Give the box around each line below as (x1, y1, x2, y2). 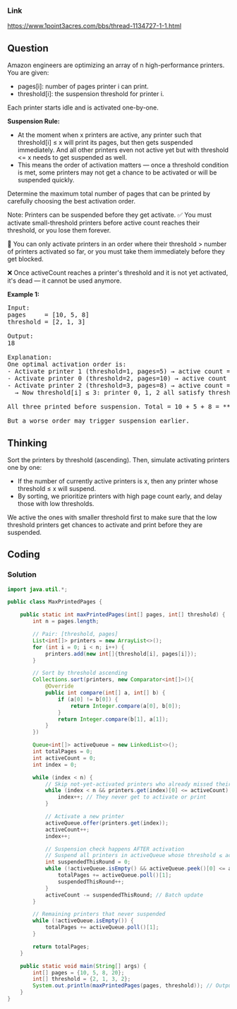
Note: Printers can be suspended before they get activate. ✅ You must (7, 211, 212, 219)
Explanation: (7, 353, 53, 362)
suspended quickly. (17, 176, 75, 184)
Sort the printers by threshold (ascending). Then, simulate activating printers (7, 455, 230, 464)
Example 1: (7, 290, 40, 299)
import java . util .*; (7, 586, 68, 593)
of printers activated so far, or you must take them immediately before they (7, 247, 225, 256)
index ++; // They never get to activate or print (57, 793, 207, 801)
